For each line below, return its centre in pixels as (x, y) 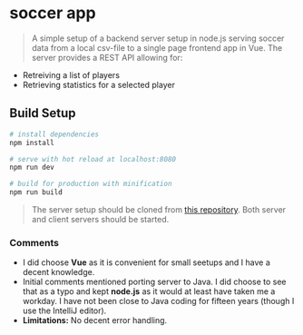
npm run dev (32, 167)
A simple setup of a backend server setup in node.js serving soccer (158, 38)
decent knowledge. (59, 272)
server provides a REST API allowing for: (107, 57)
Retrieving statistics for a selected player (98, 84)
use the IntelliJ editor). (64, 310)
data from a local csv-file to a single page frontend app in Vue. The (157, 47)
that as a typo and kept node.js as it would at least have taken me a (149, 291)
